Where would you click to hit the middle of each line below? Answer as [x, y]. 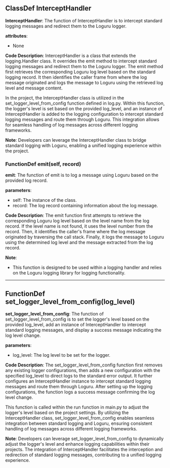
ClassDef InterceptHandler [48, 8]
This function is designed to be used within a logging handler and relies [87, 268]
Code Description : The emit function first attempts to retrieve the [73, 215]
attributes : [16, 36]
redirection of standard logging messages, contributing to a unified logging [83, 455]
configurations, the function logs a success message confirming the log [80, 392]
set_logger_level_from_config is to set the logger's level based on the [77, 319]
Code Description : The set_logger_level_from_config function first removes [84, 365]
